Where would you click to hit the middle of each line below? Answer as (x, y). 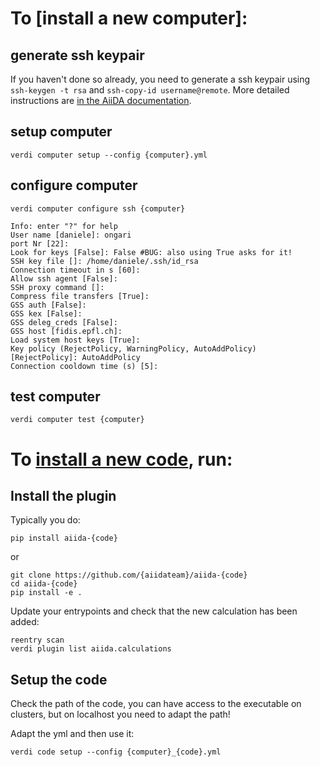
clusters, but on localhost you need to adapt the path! (120, 714)
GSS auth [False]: (48, 305)
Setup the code (59, 679)
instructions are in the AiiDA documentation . (101, 100)
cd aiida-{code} (44, 584)
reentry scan (37, 640)
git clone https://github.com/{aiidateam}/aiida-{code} (129, 575)
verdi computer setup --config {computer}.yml (109, 155)
